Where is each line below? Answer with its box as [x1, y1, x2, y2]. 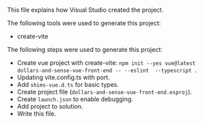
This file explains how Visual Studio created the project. [7, 6, 164, 14]
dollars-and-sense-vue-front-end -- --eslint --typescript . [16, 66, 197, 74]
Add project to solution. [16, 102, 83, 110]
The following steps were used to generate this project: [7, 46, 163, 53]
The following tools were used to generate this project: [7, 19, 161, 27]
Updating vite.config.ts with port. [16, 73, 111, 81]
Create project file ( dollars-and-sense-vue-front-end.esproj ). [16, 88, 193, 96]
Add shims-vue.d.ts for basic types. [16, 81, 120, 88]
